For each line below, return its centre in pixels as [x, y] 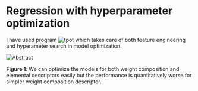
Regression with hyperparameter [89, 11]
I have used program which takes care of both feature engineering [96, 40]
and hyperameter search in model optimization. [64, 46]
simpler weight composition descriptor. [54, 82]
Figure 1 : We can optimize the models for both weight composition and [93, 69]
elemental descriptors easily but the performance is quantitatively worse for [99, 75]
